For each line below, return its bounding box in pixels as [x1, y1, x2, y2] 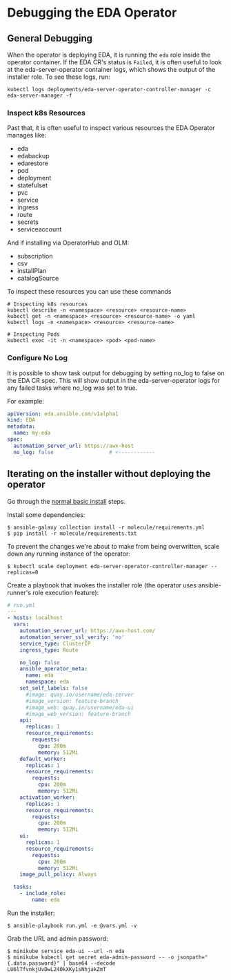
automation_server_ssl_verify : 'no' [19, 634, 125, 641]
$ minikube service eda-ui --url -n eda [7, 948, 125, 954]
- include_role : [19, 890, 67, 897]
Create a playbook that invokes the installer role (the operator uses [7, 581, 197, 589]
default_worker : [19, 755, 67, 762]
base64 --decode [68, 959, 116, 967]
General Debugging [7, 32, 93, 44]
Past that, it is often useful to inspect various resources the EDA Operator [7, 124, 215, 132]
